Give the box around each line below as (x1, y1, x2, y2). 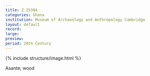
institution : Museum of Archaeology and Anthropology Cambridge (5, 17, 145, 22)
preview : (5, 36, 24, 42)
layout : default (5, 22, 40, 27)
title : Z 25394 (5, 7, 38, 13)
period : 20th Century (5, 41, 52, 46)
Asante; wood (5, 65, 35, 71)
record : (5, 27, 22, 32)
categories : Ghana (5, 12, 45, 17)
